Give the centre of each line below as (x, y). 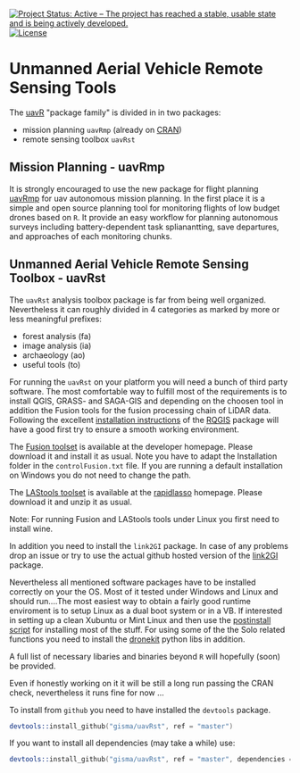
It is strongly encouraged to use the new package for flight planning (134, 188)
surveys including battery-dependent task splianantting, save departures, (144, 227)
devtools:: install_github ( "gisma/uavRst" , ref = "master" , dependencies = (151, 760)
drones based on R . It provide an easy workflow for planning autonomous (144, 217)
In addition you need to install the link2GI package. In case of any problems (149, 545)
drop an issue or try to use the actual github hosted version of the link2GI (144, 555)
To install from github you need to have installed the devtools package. (140, 710)
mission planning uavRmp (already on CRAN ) (102, 129)
